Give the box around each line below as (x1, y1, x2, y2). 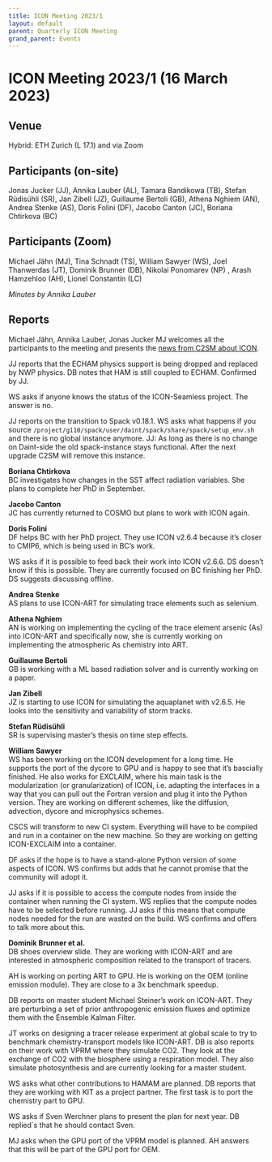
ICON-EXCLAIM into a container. (8, 839, 117, 849)
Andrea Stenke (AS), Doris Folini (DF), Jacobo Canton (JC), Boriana (8, 203, 233, 213)
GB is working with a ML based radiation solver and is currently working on (8, 664, 259, 674)
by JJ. (8, 376, 29, 385)
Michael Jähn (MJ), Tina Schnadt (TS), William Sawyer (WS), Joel (8, 256, 227, 266)
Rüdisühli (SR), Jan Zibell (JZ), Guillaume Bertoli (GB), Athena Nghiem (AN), (8, 194, 261, 204)
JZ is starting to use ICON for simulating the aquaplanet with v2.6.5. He (8, 697, 245, 707)
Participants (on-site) (8, 164, 119, 178)
